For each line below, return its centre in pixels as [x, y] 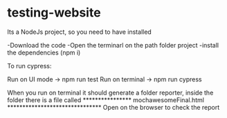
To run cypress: [29, 66]
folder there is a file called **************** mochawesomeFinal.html [106, 100]
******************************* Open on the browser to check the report [113, 107]
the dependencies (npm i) [44, 52]
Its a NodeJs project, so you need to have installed [80, 32]
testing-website [54, 13]
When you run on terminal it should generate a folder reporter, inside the [110, 92]
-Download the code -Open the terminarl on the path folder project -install [113, 45]
